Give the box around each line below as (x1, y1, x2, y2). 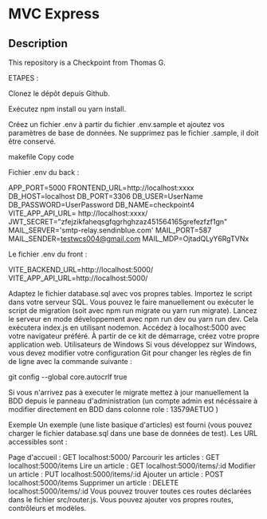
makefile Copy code (8, 153, 74, 161)
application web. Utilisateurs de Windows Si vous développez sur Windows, (8, 340, 257, 349)
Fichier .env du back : (8, 168, 80, 176)
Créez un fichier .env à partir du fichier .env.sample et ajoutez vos (8, 120, 225, 129)
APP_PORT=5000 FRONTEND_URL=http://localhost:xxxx (8, 183, 194, 192)
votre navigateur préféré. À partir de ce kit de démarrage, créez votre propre (8, 331, 260, 340)
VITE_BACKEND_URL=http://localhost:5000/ (8, 265, 154, 274)
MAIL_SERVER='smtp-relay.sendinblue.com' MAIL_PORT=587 (8, 225, 212, 235)
